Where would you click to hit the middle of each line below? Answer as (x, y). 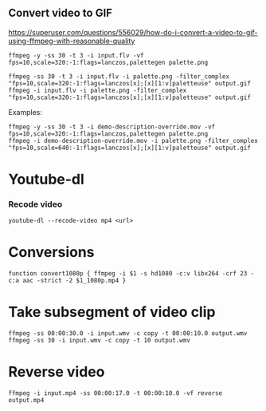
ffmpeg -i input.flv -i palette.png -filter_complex (98, 90)
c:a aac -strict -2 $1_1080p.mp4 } (67, 281)
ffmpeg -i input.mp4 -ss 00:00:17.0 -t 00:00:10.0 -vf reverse (115, 393)
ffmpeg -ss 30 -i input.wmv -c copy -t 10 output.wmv (100, 341)
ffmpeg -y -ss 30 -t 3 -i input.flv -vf (76, 55)
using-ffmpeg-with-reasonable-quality (72, 41)
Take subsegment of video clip (112, 312)
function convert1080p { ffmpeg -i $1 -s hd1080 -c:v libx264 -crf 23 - (131, 274)
